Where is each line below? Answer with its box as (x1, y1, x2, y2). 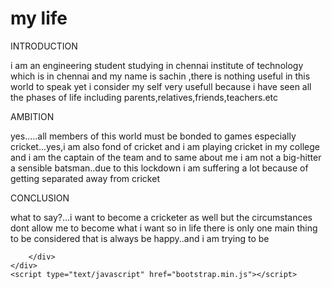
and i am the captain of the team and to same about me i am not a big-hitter (10, 151, 322, 163)
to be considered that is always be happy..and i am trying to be (10, 232, 270, 244)
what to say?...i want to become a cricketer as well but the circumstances (10, 211, 313, 223)
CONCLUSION (10, 192, 70, 204)
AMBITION (10, 110, 55, 122)
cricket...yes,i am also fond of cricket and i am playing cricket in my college (10, 140, 320, 152)
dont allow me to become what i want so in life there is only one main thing (10, 222, 318, 234)
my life (10, 7, 68, 30)
